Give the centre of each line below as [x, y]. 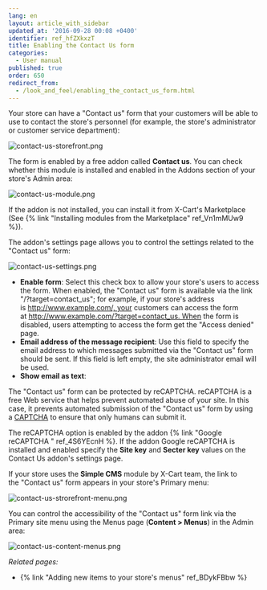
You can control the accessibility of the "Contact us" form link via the [122, 514]
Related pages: [33, 562]
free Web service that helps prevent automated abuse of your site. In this [129, 400]
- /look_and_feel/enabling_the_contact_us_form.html [105, 90]
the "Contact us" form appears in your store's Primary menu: [109, 482]
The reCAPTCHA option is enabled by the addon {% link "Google [115, 433]
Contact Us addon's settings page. [66, 458]
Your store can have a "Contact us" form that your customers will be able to [133, 113]
